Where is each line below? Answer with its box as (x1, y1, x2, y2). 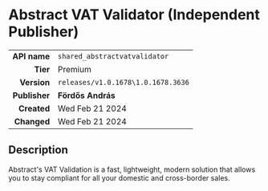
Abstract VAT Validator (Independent (8, 6, 261, 24)
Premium (57, 63, 92, 75)
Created (18, 103, 51, 114)
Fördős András (57, 90, 116, 101)
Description (8, 143, 68, 157)
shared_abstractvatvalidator (57, 51, 169, 61)
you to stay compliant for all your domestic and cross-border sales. (8, 173, 230, 182)
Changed (14, 116, 51, 127)
